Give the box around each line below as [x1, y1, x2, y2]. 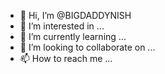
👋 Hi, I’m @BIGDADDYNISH [19, 10, 132, 21]
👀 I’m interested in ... [19, 20, 105, 32]
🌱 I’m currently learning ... [19, 31, 127, 42]
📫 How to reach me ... [19, 53, 113, 64]
